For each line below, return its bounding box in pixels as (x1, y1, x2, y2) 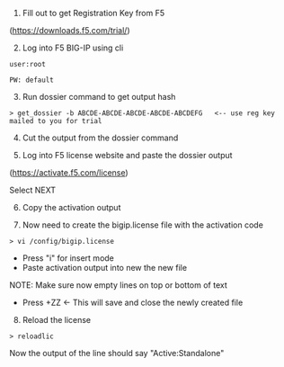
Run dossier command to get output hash (22, 92, 176, 102)
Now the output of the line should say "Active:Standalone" (9, 348, 225, 358)
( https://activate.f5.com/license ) (9, 167, 129, 178)
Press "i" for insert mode (22, 253, 115, 264)
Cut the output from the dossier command (22, 132, 179, 143)
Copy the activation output (22, 202, 121, 212)
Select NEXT (9, 184, 57, 195)
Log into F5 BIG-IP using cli (22, 42, 124, 53)
